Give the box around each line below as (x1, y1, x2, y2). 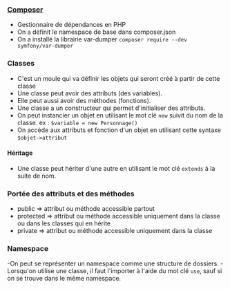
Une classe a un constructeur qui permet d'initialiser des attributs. (17, 104, 206, 112)
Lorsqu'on (7, 267, 37, 275)
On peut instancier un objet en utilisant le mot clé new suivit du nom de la (17, 111, 223, 119)
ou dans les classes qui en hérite (17, 219, 111, 227)
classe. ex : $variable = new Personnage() (17, 118, 138, 127)
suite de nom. (17, 171, 57, 180)
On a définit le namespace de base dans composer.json (17, 28, 176, 36)
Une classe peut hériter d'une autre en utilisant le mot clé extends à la (17, 164, 215, 172)
